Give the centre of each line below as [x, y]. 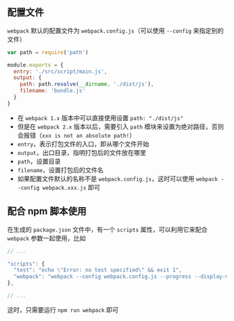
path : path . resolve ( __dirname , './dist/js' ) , [87, 84]
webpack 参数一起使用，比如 [47, 238]
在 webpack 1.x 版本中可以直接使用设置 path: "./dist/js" [100, 117]
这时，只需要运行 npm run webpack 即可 [63, 310]
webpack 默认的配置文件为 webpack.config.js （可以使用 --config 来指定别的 [116, 31]
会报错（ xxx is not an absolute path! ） [76, 135]
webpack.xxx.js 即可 [72, 187]
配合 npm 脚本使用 [47, 212]
